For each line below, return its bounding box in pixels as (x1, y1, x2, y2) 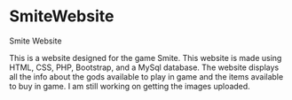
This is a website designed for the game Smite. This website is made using (9, 52, 282, 63)
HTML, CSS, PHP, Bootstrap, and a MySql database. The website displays (9, 62, 280, 73)
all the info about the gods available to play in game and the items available (9, 71, 284, 81)
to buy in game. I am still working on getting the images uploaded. (9, 81, 250, 91)
